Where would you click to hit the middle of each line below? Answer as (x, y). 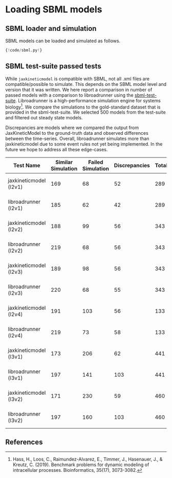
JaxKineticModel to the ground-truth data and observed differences (77, 133)
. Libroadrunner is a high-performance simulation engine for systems (88, 100)
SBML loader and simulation (51, 29)
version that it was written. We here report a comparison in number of (79, 90)
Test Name (27, 166)
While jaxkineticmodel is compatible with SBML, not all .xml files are (78, 79)
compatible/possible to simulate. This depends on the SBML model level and (86, 84)
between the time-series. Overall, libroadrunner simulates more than (77, 139)
